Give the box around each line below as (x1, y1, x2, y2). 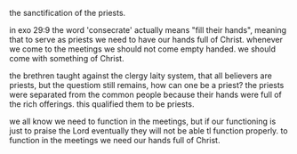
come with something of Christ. (9, 53, 124, 63)
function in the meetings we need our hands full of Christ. (9, 135, 221, 145)
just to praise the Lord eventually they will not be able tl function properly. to (9, 126, 288, 136)
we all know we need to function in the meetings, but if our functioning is (9, 116, 277, 126)
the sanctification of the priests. (9, 8, 126, 18)
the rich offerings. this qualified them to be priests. (9, 99, 195, 109)
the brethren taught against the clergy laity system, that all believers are (9, 70, 273, 81)
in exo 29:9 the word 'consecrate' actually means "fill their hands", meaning (9, 25, 287, 35)
